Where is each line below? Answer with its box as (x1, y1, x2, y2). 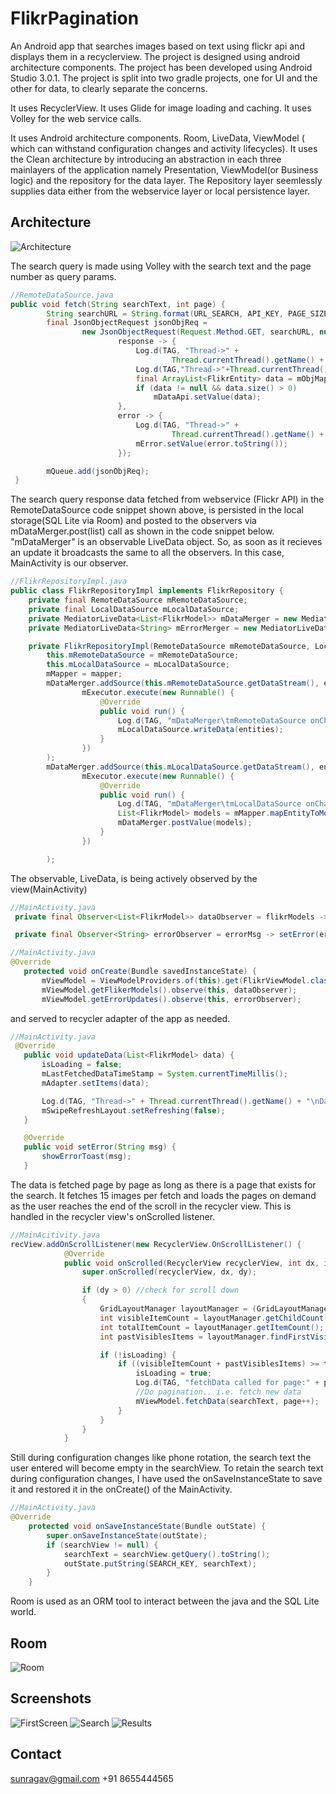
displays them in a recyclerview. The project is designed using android (10, 50, 301, 62)
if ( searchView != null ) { (46, 1540, 159, 1550)
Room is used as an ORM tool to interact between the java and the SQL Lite (10, 1595, 320, 1607)
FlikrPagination (10, 7, 140, 30)
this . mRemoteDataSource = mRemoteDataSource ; (46, 650, 240, 661)
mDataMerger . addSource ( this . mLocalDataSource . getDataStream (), (46, 762, 315, 772)
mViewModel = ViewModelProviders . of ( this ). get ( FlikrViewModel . (41, 975, 311, 986)
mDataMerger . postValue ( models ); (117, 818, 253, 828)
